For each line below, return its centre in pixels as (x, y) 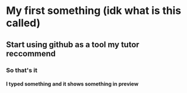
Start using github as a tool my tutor (73, 44)
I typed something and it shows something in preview (72, 84)
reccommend (31, 53)
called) (23, 23)
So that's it (22, 70)
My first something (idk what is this (93, 11)
